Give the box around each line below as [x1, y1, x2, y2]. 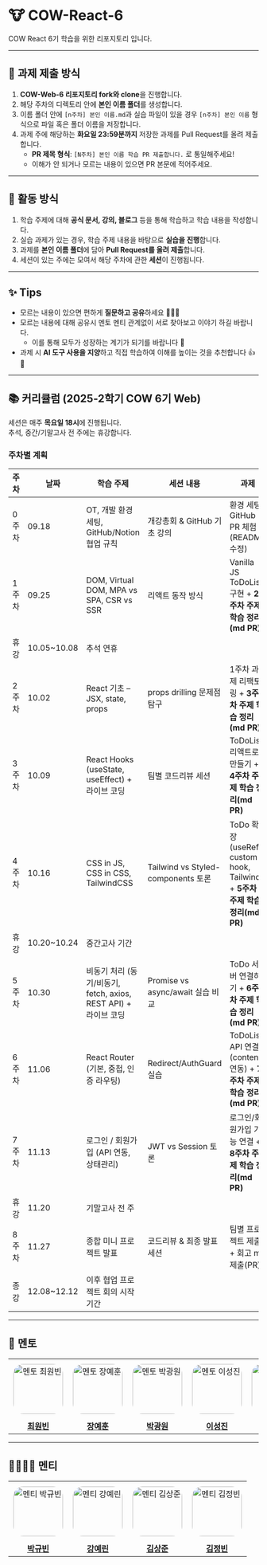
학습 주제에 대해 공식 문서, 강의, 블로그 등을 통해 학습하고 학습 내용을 [19, 214, 231, 225]
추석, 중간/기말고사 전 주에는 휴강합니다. [8, 428, 132, 437]
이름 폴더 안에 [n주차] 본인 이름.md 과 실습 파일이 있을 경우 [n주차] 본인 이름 [19, 109, 250, 119]
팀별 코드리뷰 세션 [147, 771, 211, 782]
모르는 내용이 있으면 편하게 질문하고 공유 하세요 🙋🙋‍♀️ [19, 308, 180, 317]
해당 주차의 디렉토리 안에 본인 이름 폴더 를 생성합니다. [19, 99, 183, 109]
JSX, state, [86, 693, 126, 704]
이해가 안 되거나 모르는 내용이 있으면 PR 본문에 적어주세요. [31, 159, 213, 169]
